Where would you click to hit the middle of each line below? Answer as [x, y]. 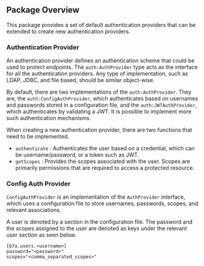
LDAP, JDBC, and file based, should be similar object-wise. [80, 80]
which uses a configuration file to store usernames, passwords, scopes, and [102, 203]
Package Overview [43, 10]
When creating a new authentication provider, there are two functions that [99, 130]
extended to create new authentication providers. [68, 31]
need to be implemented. [38, 137]
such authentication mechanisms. [49, 118]
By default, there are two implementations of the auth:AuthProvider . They [99, 92]
